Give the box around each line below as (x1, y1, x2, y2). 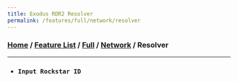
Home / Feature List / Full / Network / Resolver (7, 40, 169, 50)
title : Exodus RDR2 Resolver (7, 10, 93, 18)
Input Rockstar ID (17, 67, 81, 75)
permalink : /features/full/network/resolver (7, 17, 141, 24)
